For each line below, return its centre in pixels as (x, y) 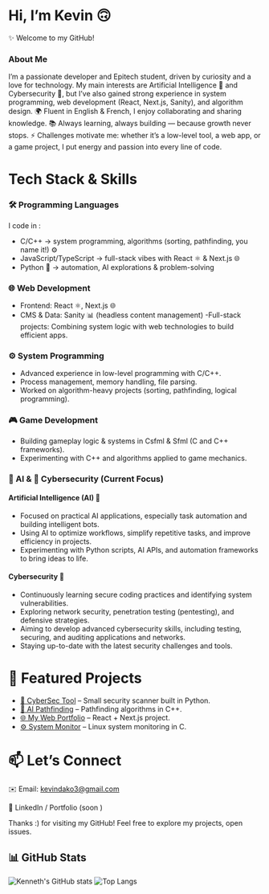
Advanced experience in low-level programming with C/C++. (120, 374)
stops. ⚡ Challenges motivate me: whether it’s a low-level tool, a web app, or (134, 136)
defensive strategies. (55, 620)
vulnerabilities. (44, 603)
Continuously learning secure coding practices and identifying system (136, 594)
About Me (28, 59)
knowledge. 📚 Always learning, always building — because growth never (130, 124)
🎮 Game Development (53, 420)
